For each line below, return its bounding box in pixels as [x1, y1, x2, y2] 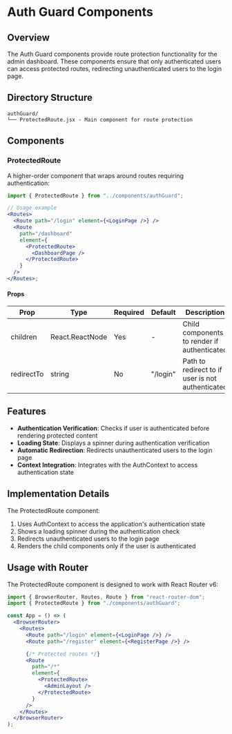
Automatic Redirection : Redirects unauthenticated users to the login [17, 446, 213, 454]
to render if [182, 336, 219, 346]
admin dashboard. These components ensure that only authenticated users [7, 57, 222, 66]
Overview [7, 32, 50, 44]
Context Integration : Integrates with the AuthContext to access [17, 461, 198, 469]
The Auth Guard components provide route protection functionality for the [7, 50, 217, 58]
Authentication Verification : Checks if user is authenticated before [17, 424, 210, 432]
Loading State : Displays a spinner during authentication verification [17, 438, 210, 447]
